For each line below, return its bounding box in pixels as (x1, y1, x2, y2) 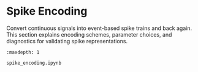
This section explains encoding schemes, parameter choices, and (6, 31, 172, 38)
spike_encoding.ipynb (6, 60, 62, 66)
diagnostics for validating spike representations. (6, 37, 128, 45)
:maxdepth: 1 (6, 49, 40, 56)
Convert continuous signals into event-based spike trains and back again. (6, 24, 192, 32)
